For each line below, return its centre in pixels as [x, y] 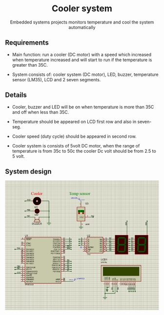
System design [28, 171]
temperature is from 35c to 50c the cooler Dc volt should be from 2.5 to [84, 151]
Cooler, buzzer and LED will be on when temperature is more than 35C [83, 107]
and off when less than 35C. [41, 112]
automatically [82, 27]
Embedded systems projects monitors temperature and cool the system [82, 22]
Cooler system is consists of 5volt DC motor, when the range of [76, 145]
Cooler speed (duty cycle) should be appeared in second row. [74, 136]
